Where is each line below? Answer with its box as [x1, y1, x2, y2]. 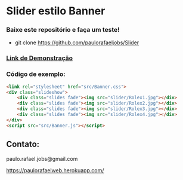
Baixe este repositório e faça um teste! [6, 26, 120, 34]
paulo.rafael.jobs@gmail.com [6, 155, 78, 162]
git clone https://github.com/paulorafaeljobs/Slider [14, 39, 139, 46]
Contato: [6, 139, 40, 150]
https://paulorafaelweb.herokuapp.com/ [6, 166, 104, 174]
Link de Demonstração [6, 54, 73, 62]
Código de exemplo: [6, 70, 66, 78]
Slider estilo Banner [6, 4, 106, 18]
